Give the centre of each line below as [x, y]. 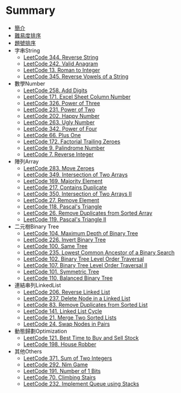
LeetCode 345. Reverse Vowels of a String [76, 76]
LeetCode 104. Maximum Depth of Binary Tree [81, 233]
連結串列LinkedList [38, 285]
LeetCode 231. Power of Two [59, 110]
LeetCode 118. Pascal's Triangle [63, 206]
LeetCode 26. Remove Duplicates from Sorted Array [88, 213]
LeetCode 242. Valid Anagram [61, 63]
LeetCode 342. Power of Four [60, 128]
